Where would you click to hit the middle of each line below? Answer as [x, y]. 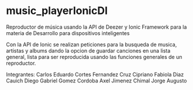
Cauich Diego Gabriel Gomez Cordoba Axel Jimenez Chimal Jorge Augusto [96, 81]
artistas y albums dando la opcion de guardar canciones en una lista [88, 50]
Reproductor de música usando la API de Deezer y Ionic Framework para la [96, 27]
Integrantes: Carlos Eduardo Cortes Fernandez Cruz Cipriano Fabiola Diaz [95, 74]
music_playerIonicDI [57, 11]
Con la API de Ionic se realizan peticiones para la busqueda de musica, [92, 44]
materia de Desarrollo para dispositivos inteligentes [68, 33]
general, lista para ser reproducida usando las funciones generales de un [94, 57]
